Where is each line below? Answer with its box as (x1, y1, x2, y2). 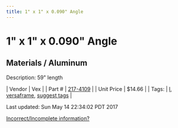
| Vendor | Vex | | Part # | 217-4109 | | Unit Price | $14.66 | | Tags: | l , (6, 85, 172, 92)
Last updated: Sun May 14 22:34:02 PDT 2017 (6, 103, 119, 110)
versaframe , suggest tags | (6, 92, 72, 99)
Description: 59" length (6, 74, 63, 81)
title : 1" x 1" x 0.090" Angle (6, 8, 84, 15)
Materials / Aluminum (6, 58, 88, 68)
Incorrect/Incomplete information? (6, 114, 90, 122)
